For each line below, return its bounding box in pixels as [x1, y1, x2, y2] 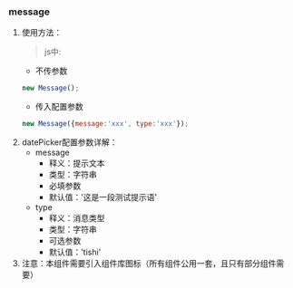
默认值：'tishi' [48, 246, 102, 258]
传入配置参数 [34, 101, 83, 112]
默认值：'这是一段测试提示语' [48, 192, 158, 203]
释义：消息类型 [48, 213, 105, 224]
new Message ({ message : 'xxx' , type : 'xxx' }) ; [21, 120, 190, 129]
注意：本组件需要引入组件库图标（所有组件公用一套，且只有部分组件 [21, 258, 277, 269]
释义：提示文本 [48, 158, 105, 168]
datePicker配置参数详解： [21, 137, 118, 148]
